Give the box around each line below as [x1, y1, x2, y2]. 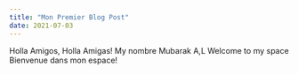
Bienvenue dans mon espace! [9, 55, 118, 65]
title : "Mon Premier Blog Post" [9, 12, 129, 22]
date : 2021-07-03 [9, 21, 74, 30]
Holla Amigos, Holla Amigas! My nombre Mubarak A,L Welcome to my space [9, 45, 289, 55]
